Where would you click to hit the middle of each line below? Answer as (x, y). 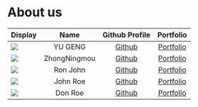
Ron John (70, 69)
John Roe (70, 81)
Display (24, 35)
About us (35, 12)
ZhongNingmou (70, 58)
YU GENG (70, 47)
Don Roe (70, 93)
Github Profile (127, 35)
